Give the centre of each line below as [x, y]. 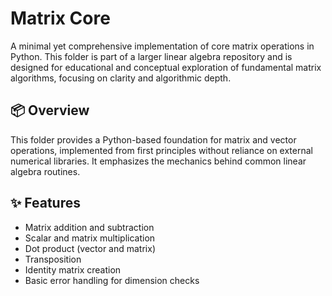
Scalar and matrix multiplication [90, 238]
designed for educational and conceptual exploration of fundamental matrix [166, 67]
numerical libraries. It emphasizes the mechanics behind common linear [158, 161]
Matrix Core [60, 18]
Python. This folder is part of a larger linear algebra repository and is [151, 56]
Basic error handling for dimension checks [112, 280]
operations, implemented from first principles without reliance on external [161, 150]
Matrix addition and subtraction [89, 227]
